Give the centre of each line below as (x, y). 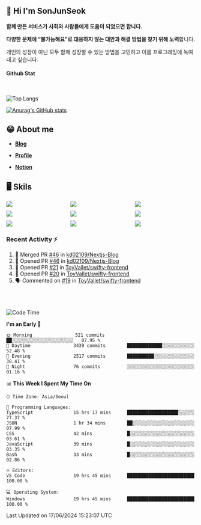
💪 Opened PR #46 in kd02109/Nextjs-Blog (67, 261)
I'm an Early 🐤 (24, 324)
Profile (23, 155)
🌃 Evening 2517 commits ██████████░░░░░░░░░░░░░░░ (100, 356)
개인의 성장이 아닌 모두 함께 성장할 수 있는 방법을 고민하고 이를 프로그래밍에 (94, 52)
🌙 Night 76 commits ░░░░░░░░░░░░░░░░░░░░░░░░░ (100, 367)
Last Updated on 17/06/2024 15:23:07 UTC (59, 515)
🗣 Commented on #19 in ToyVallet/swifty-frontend (78, 281)
